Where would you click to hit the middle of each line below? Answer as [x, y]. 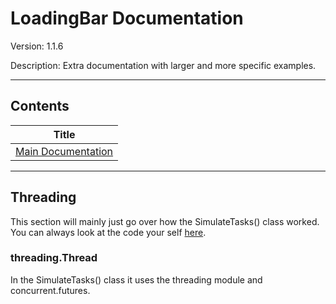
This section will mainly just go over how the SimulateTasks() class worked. [165, 221]
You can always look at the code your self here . [108, 232]
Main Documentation [64, 151]
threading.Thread [54, 258]
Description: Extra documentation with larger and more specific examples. [163, 65]
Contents [40, 106]
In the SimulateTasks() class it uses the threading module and [136, 279]
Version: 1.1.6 [37, 46]
